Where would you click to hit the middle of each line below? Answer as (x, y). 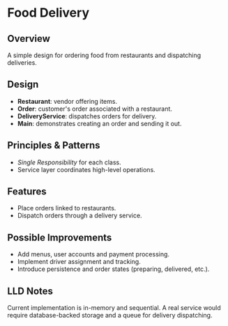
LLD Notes (30, 291)
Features (27, 192)
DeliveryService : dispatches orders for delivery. (87, 116)
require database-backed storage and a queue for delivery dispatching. (110, 316)
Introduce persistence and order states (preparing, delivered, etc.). (113, 269)
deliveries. (22, 63)
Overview (29, 39)
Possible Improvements (60, 237)
